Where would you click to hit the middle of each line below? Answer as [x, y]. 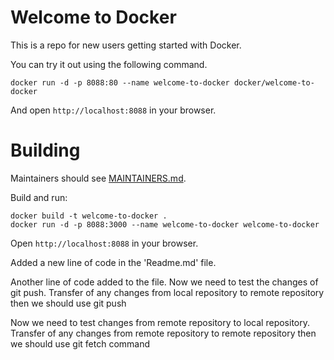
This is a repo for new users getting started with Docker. [126, 45]
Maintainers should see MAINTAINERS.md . [98, 178]
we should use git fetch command [80, 343]
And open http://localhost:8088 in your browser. [113, 110]
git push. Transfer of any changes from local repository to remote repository [167, 292]
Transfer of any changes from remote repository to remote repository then [163, 333]
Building [45, 150]
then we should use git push [68, 303]
